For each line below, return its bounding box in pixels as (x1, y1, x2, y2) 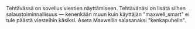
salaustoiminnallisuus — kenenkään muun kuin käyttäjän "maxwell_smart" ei (6, 11, 190, 18)
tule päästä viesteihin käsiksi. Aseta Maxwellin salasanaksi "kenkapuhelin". (6, 17, 186, 23)
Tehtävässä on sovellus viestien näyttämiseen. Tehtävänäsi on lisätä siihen (6, 5, 186, 11)
